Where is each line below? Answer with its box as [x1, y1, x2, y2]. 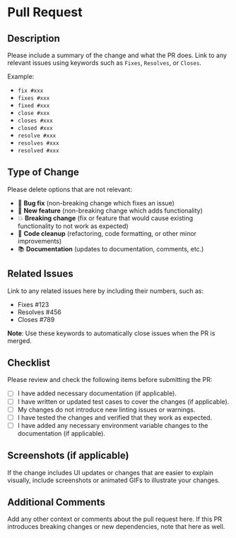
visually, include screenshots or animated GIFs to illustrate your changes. [7, 476, 220, 484]
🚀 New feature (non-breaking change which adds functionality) [17, 206, 203, 215]
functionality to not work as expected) [17, 222, 129, 230]
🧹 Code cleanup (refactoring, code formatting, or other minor [17, 229, 196, 237]
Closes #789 [17, 315, 55, 323]
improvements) [17, 237, 62, 245]
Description [7, 32, 60, 44]
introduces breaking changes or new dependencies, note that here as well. [7, 522, 225, 531]
